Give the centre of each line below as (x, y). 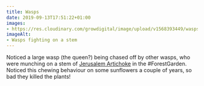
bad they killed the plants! (39, 77)
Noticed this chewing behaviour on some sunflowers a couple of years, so (99, 70)
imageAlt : (19, 35)
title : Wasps (23, 12)
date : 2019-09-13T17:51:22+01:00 (49, 18)
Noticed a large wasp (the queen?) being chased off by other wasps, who (98, 57)
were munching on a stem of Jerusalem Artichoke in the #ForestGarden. (97, 64)
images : (16, 23)
